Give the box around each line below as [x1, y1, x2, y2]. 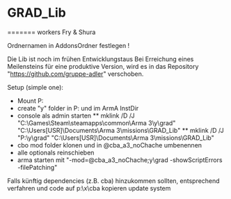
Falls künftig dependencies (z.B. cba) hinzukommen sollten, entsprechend [7, 176, 221, 185]
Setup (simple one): [7, 83, 64, 91]
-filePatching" [17, 163, 58, 171]
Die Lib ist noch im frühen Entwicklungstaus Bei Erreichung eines [7, 54, 194, 63]
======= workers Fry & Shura [7, 28, 96, 36]
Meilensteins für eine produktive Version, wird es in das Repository [7, 62, 199, 70]
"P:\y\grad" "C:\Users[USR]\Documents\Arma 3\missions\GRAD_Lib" [17, 134, 214, 142]
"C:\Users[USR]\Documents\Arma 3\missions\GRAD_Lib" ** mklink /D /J [17, 126, 224, 134]
